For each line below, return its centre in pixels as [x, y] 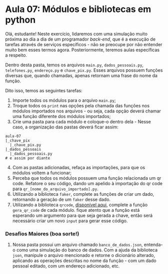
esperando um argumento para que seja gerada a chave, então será [82, 215]
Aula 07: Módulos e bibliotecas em [78, 9]
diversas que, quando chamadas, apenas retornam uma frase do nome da [81, 75]
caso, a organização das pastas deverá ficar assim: [65, 127]
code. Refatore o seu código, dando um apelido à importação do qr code [87, 183]
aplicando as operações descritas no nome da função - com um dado [84, 261]
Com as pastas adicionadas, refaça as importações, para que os [79, 167]
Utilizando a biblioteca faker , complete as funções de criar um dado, [83, 194]
